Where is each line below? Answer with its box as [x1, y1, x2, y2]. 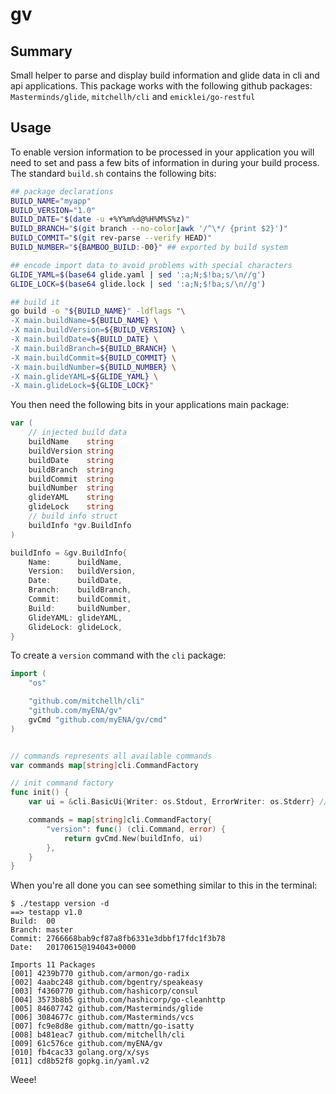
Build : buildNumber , [28, 603, 132, 613]
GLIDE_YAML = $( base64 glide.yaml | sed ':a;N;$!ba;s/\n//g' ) [10, 269, 267, 280]
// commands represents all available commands [10, 751, 213, 761]
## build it [10, 297, 60, 307]
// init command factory [10, 778, 114, 788]
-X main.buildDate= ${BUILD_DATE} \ [10, 334, 159, 345]
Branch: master [10, 925, 74, 935]
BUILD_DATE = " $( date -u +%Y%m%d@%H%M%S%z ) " [10, 214, 190, 225]
